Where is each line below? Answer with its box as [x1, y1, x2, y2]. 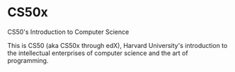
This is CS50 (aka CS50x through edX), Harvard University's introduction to [7, 41, 228, 49]
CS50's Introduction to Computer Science [7, 28, 130, 36]
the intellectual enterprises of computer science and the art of [7, 49, 189, 57]
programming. [7, 56, 49, 64]
